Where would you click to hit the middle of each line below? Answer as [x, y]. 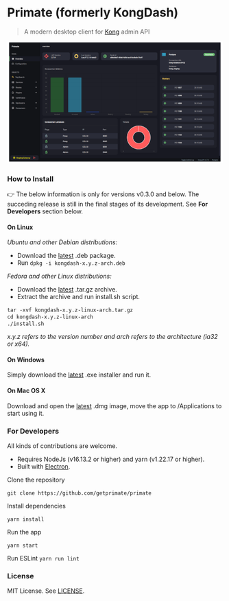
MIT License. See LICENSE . [46, 591]
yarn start [23, 545]
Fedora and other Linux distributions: [59, 276]
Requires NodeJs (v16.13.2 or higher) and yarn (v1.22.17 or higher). [111, 459]
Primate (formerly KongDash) [93, 13]
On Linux [20, 227]
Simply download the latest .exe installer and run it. [79, 375]
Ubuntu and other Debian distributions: [62, 242]
